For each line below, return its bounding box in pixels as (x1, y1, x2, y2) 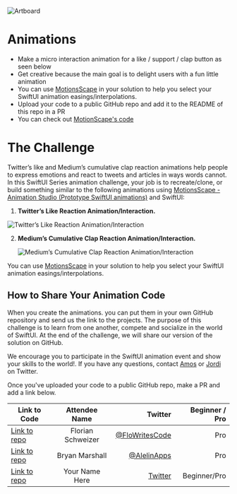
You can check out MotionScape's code (17, 114, 134, 123)
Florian (70, 425, 94, 435)
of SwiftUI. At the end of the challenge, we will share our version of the (7, 331, 213, 339)
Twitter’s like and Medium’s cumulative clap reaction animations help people (7, 163, 228, 171)
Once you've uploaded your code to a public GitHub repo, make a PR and (7, 380, 221, 389)
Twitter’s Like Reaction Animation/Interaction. (17, 206, 156, 215)
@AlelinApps (128, 450, 171, 460)
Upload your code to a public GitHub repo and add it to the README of (17, 100, 224, 108)
